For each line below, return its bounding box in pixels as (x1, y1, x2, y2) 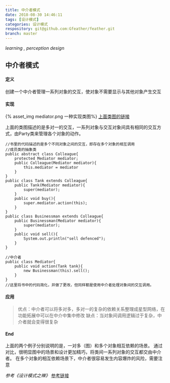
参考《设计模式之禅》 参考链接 (5, 372, 69, 379)
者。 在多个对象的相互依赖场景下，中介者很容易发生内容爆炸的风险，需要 (5, 356, 158, 362)
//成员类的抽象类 (5, 147, 37, 152)
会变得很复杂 (31, 319, 59, 325)
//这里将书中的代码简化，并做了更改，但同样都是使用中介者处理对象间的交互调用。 (5, 282, 154, 287)
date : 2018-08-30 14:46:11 (5, 12, 63, 17)
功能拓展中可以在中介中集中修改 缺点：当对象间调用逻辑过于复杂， (17, 312, 158, 318)
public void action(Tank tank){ (14, 263, 83, 269)
